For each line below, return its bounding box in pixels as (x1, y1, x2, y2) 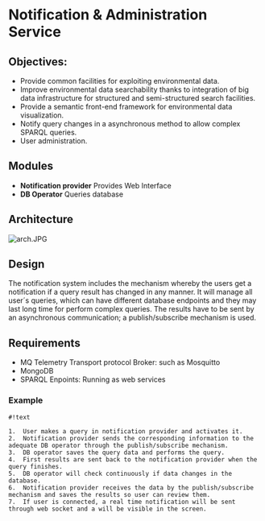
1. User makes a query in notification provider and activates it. (8, 427, 243, 436)
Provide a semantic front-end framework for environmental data (19, 102, 233, 111)
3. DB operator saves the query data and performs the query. (8, 449, 226, 457)
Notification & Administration (8, 6, 208, 24)
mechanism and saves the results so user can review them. (8, 490, 211, 498)
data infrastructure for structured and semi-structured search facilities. (19, 93, 256, 102)
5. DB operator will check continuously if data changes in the (8, 469, 232, 478)
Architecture (8, 213, 74, 226)
